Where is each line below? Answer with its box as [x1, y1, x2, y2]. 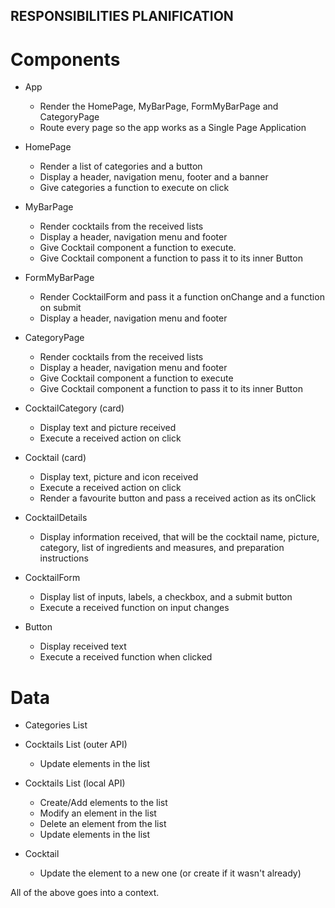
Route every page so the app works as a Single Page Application [39, 122, 307, 134]
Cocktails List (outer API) [24, 739, 128, 751]
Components [10, 48, 121, 71]
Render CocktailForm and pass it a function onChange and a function [39, 291, 325, 303]
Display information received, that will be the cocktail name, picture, [39, 531, 320, 543]
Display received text [39, 640, 127, 653]
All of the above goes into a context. [10, 887, 160, 899]
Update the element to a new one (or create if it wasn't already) [39, 867, 302, 879]
